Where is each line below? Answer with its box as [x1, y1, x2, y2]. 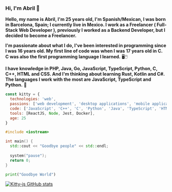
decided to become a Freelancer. [5, 33, 77, 39]
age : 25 [10, 115, 27, 121]
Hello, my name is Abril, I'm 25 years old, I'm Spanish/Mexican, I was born [5, 16, 166, 23]
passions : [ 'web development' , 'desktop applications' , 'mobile [10, 101, 150, 106]
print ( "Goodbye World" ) [5, 172, 56, 177]
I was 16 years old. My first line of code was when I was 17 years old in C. [5, 48, 163, 54]
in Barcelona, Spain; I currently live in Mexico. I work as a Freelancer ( [5, 22, 156, 28]
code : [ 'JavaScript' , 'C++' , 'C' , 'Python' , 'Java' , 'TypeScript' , [10, 106, 157, 111]
